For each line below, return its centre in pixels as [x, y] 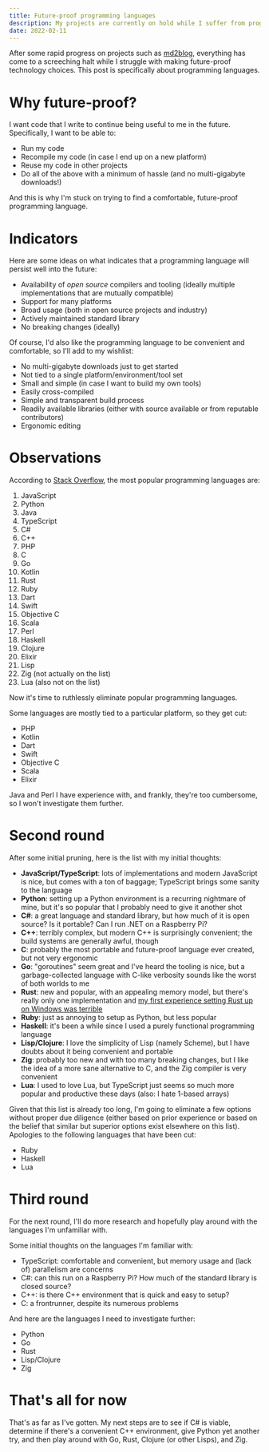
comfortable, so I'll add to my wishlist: [71, 351]
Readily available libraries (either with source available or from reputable [139, 409]
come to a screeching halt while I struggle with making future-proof [120, 61]
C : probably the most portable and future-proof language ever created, [137, 950]
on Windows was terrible [61, 1009]
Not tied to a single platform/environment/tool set [101, 375]
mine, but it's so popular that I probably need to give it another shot [131, 908]
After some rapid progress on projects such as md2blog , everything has [127, 53]
